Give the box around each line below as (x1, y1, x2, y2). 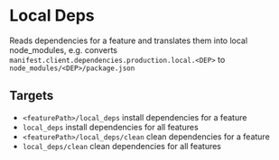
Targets (9, 88, 54, 103)
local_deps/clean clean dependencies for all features (22, 140, 221, 151)
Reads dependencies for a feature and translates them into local (9, 35, 248, 46)
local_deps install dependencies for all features (22, 121, 199, 132)
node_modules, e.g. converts (9, 44, 117, 55)
